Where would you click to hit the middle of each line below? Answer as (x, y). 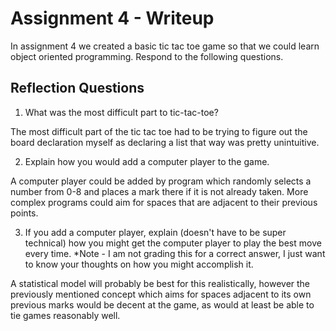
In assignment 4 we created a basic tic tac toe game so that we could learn (165, 46)
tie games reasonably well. (65, 315)
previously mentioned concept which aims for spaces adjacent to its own (161, 294)
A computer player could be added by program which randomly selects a (161, 181)
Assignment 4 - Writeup (112, 18)
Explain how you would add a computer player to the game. (147, 161)
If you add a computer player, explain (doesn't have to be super (155, 232)
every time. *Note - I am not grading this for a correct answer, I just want (175, 253)
